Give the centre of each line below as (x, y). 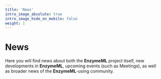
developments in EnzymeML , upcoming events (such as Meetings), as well (81, 66)
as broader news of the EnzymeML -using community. (59, 71)
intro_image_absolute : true (34, 14)
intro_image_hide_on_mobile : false (41, 19)
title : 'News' (20, 10)
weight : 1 (15, 23)
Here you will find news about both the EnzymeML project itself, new (75, 61)
